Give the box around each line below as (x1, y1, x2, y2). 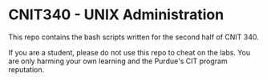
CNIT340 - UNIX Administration (8, 6, 225, 24)
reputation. (8, 64, 45, 74)
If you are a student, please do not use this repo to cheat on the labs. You (8, 47, 251, 57)
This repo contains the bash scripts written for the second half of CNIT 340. (8, 32, 259, 42)
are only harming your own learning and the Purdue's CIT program (8, 56, 228, 66)
